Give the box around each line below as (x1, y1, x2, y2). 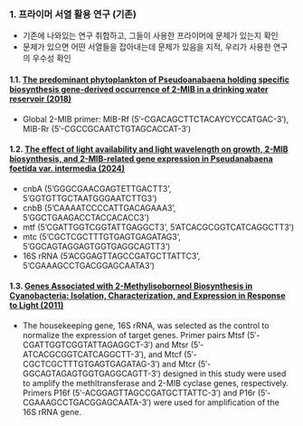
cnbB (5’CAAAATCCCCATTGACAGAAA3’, (22, 202, 176, 213)
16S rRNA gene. (22, 406, 81, 417)
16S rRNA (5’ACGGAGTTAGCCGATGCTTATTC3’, (22, 251, 201, 261)
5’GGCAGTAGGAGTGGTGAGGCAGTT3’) (22, 241, 171, 251)
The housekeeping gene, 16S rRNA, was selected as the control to (22, 319, 270, 331)
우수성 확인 (32, 52, 71, 64)
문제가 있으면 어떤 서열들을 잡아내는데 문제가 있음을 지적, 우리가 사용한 (22, 42, 271, 52)
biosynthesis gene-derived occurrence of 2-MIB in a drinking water (9, 83, 269, 94)
